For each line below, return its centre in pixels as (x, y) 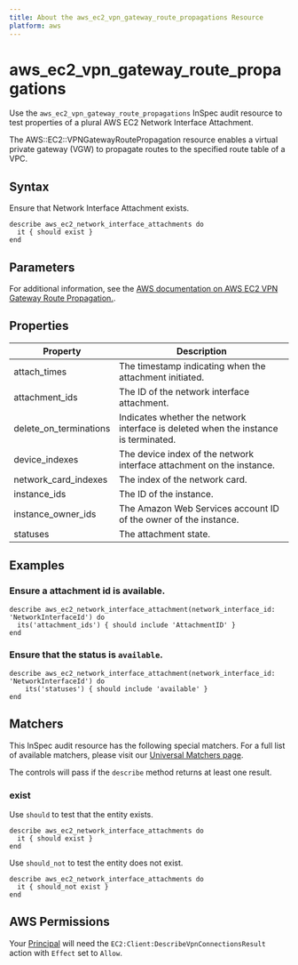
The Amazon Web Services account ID (199, 508)
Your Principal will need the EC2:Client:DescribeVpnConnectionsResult (137, 943)
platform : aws (35, 26)
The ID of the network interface (184, 391)
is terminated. (147, 439)
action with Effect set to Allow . (66, 953)
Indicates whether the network (182, 417)
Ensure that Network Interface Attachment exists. (99, 208)
